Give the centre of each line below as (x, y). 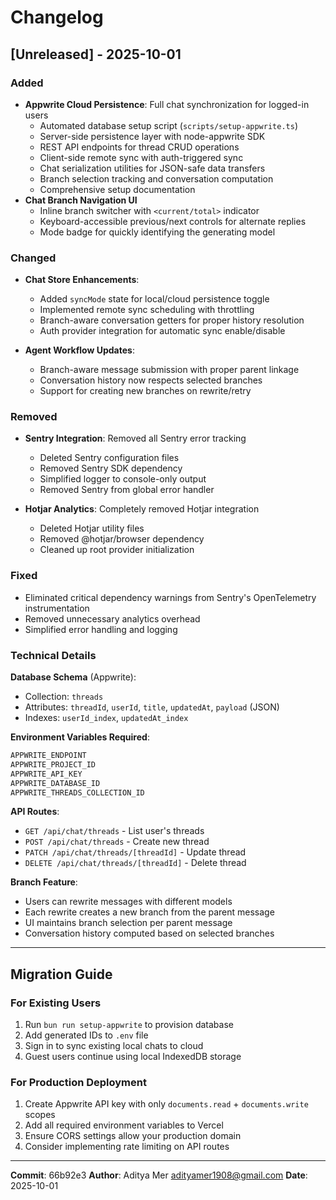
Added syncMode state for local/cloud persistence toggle (154, 299)
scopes (40, 1115)
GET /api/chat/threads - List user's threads (114, 831)
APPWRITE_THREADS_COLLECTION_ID (77, 792)
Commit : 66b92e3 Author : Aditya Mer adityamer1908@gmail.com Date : (159, 1175)
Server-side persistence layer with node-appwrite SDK (152, 136)
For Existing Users (56, 1003)
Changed (33, 258)
